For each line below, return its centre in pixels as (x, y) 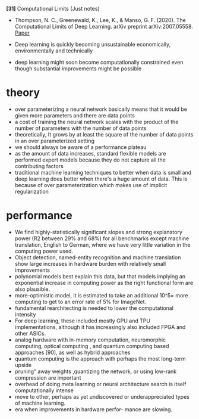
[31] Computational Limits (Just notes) (53, 9)
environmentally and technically (54, 51)
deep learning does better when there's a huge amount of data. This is (101, 179)
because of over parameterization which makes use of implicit (91, 185)
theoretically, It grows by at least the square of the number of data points (104, 134)
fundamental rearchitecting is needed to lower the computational (94, 308)
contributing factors (39, 166)
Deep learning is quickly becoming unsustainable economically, (93, 44)
